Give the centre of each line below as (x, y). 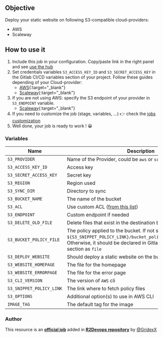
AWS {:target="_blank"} (42, 87)
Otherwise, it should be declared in (107, 242)
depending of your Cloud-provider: (47, 82)
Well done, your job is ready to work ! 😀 (52, 126)
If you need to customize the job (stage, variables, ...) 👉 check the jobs (84, 114)
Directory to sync (87, 191)
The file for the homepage (97, 264)
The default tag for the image (100, 304)
